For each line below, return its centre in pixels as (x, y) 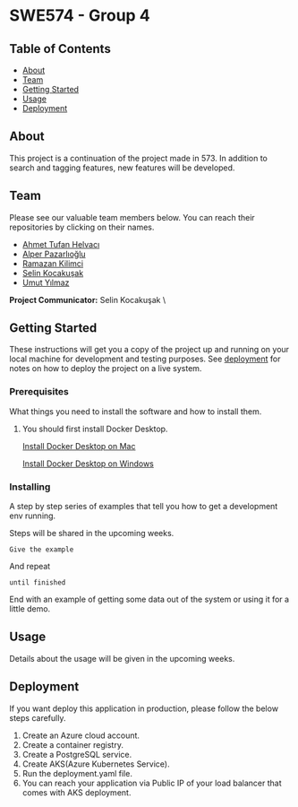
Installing (30, 487)
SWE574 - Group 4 (80, 16)
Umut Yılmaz (46, 282)
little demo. (30, 609)
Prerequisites (39, 392)
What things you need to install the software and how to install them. (136, 411)
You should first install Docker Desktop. (95, 429)
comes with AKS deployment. (77, 792)
